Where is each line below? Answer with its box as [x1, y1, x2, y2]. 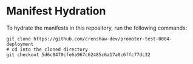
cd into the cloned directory [12, 46, 88, 53]
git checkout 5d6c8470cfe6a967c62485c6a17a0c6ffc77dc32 [6, 51, 151, 58]
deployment [6, 41, 34, 47]
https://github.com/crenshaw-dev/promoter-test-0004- [33, 36, 172, 42]
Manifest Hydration [6, 4, 106, 18]
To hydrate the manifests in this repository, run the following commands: [6, 24, 188, 31]
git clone [6, 36, 32, 42]
